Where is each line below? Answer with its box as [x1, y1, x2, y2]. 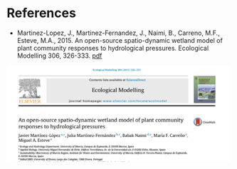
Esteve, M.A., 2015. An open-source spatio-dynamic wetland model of [16, 36, 223, 44]
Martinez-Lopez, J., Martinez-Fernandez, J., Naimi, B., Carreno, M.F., [16, 29, 220, 37]
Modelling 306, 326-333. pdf [16, 51, 102, 60]
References [6, 5, 76, 21]
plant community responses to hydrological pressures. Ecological [16, 43, 209, 52]
